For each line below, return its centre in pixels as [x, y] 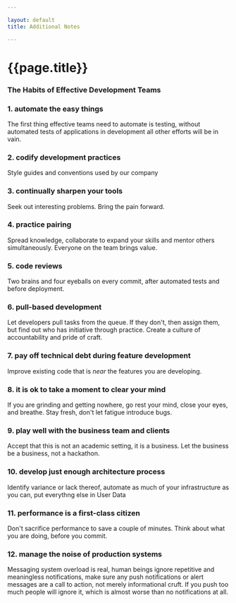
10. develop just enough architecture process [86, 472]
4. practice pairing [39, 225]
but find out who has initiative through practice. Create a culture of [104, 330]
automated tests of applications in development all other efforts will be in [113, 131]
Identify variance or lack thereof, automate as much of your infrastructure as [118, 487]
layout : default [31, 20]
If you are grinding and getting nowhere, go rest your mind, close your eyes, [118, 405]
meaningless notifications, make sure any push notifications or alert [106, 577]
